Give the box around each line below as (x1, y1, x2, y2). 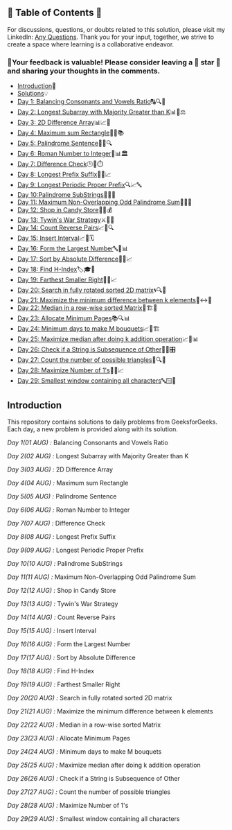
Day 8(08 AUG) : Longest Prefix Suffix (7, 532, 116, 541)
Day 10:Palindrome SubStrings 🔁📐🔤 (17, 191, 116, 199)
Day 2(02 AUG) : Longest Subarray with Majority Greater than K (7, 451, 189, 460)
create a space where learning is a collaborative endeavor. (7, 40, 175, 49)
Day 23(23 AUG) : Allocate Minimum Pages (7, 734, 130, 742)
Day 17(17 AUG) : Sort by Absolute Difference (7, 653, 136, 662)
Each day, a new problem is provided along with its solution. (7, 424, 178, 433)
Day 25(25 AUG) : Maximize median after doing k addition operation (7, 761, 201, 769)
